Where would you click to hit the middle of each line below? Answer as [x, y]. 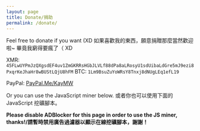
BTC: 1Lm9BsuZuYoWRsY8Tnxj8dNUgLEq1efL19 [127, 72]
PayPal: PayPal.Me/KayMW [40, 83]
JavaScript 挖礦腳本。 [34, 103]
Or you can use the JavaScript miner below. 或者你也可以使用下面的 [90, 96]
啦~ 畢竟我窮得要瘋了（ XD [40, 48]
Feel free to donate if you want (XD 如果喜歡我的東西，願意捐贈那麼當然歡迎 [100, 41]
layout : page [22, 12]
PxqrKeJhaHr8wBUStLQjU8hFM [40, 72]
